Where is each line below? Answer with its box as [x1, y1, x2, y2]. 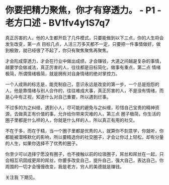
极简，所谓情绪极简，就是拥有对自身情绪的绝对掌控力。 [5, 70, 120, 76]
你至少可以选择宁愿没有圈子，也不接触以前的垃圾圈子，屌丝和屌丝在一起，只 [5, 151, 164, 157]
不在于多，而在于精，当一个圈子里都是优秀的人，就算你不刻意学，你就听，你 [5, 128, 164, 134]
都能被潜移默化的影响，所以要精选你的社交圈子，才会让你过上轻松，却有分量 [5, 134, 164, 140]
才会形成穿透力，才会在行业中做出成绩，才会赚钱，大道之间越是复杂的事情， [5, 58, 164, 64]
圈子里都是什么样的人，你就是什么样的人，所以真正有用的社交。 [5, 117, 137, 123]
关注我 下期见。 [5, 174, 38, 180]
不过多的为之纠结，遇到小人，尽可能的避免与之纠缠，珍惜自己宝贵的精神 [5, 104, 155, 111]
